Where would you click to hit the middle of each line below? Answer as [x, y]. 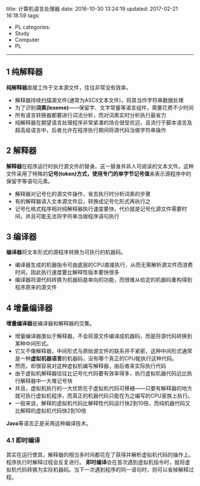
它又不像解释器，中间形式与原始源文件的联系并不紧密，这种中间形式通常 [103, 351]
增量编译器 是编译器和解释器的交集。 [51, 324]
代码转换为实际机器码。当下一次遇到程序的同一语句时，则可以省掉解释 [102, 469]
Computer [27, 40]
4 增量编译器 [29, 308]
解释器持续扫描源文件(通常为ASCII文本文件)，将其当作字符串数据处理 [99, 100]
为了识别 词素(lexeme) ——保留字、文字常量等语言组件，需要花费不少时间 [104, 107]
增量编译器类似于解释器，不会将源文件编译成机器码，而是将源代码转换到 [103, 336]
